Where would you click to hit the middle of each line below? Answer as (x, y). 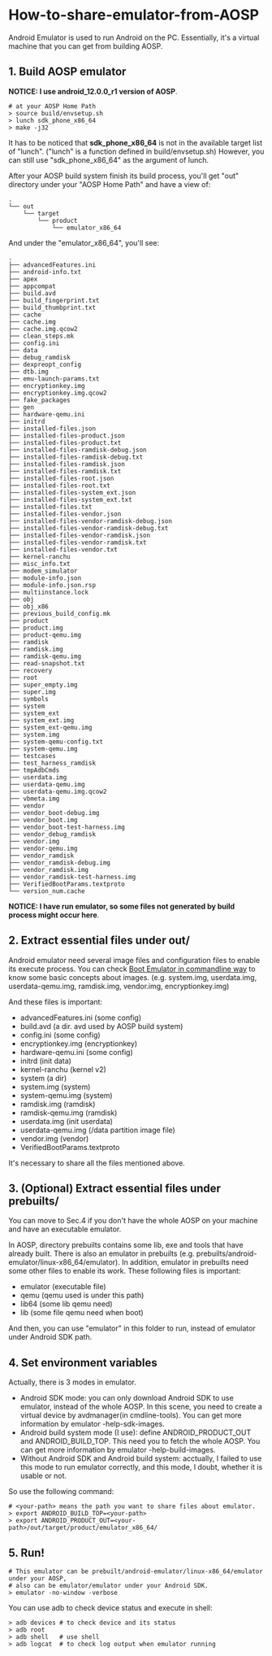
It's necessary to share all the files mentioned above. (97, 1163)
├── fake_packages (39, 400)
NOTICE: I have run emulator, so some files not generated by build (122, 906)
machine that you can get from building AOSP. (86, 46)
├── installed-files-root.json (61, 478)
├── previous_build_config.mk (60, 613)
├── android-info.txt (45, 272)
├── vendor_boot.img (43, 820)
